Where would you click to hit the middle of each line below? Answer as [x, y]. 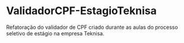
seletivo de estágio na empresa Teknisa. [55, 33]
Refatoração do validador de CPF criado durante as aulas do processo [92, 27]
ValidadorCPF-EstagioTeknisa [82, 11]
